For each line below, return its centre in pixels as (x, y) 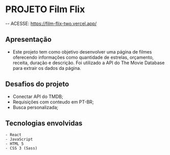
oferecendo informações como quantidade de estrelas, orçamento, (83, 57)
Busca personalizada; (35, 107)
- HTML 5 (15, 144)
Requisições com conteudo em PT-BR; (53, 102)
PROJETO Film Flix (45, 9)
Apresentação (29, 40)
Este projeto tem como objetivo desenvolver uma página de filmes (82, 51)
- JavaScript (19, 139)
